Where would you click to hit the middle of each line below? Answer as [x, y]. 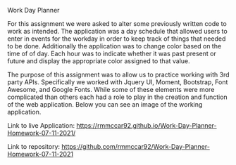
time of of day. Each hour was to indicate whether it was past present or [112, 53]
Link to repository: [34, 146]
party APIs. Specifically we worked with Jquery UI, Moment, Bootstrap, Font [118, 82]
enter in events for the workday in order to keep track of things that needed [117, 39]
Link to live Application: [41, 125]
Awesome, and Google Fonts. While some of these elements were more [111, 90]
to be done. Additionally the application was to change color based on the [114, 46]
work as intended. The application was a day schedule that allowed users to [117, 31]
